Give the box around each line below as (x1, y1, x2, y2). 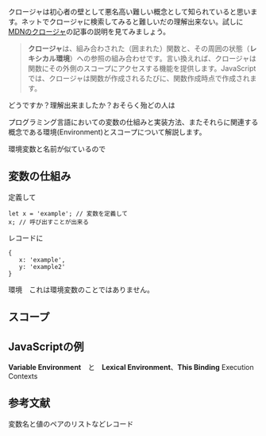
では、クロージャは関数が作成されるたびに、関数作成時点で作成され (27, 74, 250, 83)
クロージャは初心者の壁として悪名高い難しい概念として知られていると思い (8, 7, 251, 16)
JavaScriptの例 (8, 340, 85, 353)
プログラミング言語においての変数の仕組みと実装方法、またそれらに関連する (8, 118, 259, 127)
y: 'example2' (18, 263, 66, 271)
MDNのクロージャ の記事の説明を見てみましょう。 (8, 27, 171, 36)
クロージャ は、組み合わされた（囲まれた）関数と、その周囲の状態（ (27, 44, 250, 53)
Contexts (8, 372, 38, 381)
